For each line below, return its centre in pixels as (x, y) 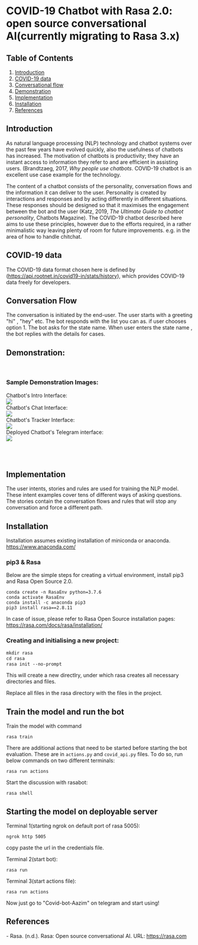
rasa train (20, 737)
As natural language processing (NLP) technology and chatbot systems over (99, 143)
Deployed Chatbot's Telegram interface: (55, 432)
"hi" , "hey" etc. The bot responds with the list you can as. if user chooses (96, 321)
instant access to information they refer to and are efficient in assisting (92, 162)
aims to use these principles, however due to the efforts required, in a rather (99, 224)
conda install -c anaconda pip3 (46, 603)
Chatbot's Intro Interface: (37, 395)
